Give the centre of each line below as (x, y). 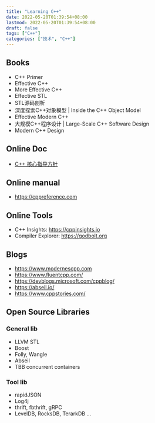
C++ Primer (28, 77)
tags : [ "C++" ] (23, 34)
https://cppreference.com (46, 197)
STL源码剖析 (30, 103)
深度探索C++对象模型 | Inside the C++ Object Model (77, 110)
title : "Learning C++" (34, 11)
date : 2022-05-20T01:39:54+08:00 (47, 17)
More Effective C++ (38, 90)
